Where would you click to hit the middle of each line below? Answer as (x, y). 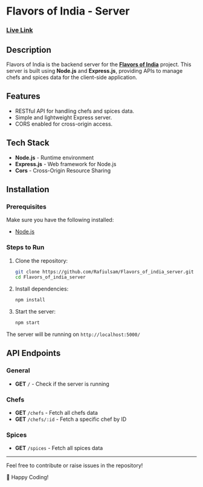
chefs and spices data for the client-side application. (72, 77)
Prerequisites (26, 206)
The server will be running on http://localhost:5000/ (73, 334)
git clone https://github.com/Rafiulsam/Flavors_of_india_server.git (105, 272)
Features (23, 96)
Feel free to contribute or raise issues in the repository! (75, 466)
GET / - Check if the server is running (62, 384)
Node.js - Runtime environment (54, 157)
